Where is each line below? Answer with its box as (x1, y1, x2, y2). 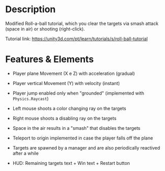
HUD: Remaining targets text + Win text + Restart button (12, 160, 130, 166)
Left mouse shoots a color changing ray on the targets (12, 105, 126, 111)
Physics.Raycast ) (12, 95, 49, 101)
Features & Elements (5, 53, 94, 65)
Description (5, 4, 56, 15)
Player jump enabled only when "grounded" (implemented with (12, 90, 145, 96)
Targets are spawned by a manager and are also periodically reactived (12, 145, 160, 151)
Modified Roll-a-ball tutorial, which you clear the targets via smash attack (5, 20, 159, 26)
